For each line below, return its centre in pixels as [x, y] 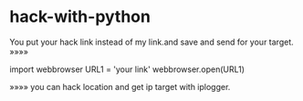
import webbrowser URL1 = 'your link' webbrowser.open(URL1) [127, 69]
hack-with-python [80, 17]
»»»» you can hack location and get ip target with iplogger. [120, 86]
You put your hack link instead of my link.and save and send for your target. [151, 42]
